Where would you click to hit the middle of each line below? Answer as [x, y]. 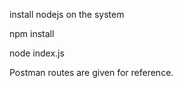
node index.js [37, 53]
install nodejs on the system [67, 14]
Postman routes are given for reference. [91, 72]
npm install [32, 33]
